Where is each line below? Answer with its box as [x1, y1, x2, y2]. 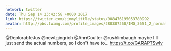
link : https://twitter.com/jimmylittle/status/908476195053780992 [5, 16, 149, 21]
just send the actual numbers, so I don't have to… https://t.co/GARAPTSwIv [5, 40, 163, 46]
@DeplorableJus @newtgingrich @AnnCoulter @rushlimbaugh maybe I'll [5, 35, 158, 41]
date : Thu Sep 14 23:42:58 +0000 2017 [5, 12, 88, 17]
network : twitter [5, 7, 42, 12]
